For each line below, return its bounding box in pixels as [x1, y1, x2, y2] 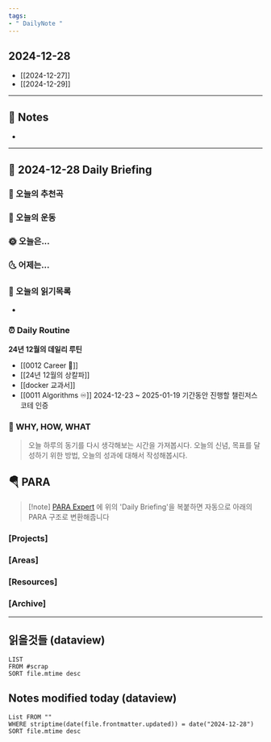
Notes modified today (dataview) [8, 692, 177, 706]
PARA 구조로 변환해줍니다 [27, 512, 110, 521]
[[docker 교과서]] [19, 380, 76, 390]
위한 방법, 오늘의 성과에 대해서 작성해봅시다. [49, 450, 188, 461]
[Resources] [8, 575, 58, 587]
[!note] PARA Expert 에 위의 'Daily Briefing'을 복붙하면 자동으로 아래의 [27, 502, 252, 512]
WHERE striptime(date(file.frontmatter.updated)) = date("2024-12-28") [8, 720, 254, 728]
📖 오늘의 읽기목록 [8, 286, 71, 297]
